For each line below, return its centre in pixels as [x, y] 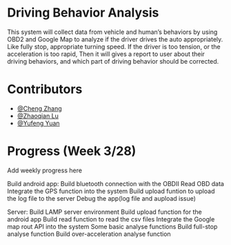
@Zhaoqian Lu [38, 116]
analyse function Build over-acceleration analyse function [89, 234]
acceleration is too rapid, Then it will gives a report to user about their [106, 54]
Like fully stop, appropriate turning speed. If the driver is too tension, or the [114, 46]
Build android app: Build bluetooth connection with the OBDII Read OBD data [115, 183]
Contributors [45, 90]
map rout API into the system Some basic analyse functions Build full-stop [112, 226]
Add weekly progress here [45, 170]
